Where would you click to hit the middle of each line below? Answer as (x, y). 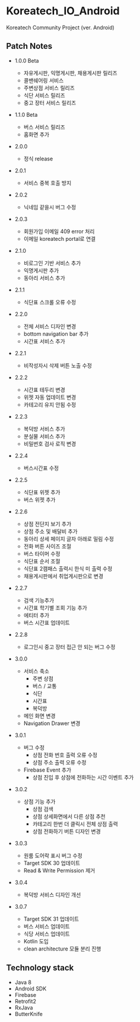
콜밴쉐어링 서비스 (44, 80)
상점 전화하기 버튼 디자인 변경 (66, 831)
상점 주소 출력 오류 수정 (59, 762)
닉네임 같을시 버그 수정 (50, 207)
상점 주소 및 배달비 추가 (51, 531)
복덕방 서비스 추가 (44, 429)
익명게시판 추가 (41, 270)
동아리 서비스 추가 (44, 278)
